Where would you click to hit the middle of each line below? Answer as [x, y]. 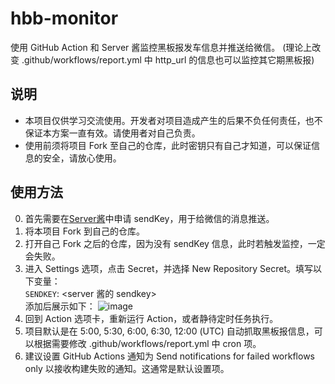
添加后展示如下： [60, 306]
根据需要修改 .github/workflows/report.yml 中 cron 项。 [147, 343]
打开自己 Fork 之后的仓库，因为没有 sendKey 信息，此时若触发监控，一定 [175, 243]
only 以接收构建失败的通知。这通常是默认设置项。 [127, 368]
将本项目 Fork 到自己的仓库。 [84, 231]
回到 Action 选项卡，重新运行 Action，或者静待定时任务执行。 [151, 318]
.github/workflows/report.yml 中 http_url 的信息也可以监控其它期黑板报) [168, 59]
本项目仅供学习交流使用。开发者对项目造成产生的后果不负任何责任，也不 [173, 120]
